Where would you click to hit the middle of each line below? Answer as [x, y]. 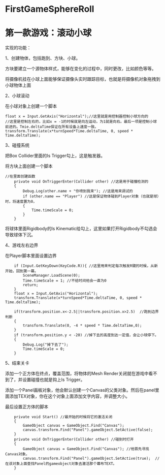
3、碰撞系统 [17, 145]
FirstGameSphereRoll [50, 9]
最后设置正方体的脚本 [27, 407]
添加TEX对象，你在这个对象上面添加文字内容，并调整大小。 [70, 396]
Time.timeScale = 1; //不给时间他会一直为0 [65, 281]
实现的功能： [18, 48]
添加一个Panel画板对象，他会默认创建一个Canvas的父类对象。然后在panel [80, 390]
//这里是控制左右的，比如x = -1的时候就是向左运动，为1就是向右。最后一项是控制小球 [81, 122]
